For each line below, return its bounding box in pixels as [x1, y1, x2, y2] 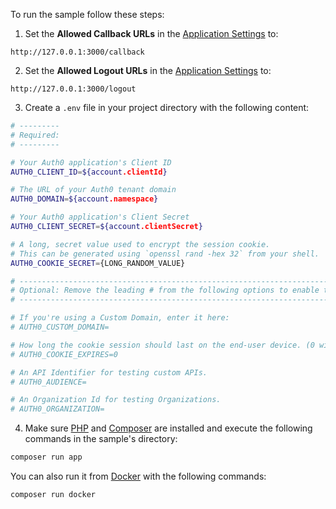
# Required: [10, 130, 60, 140]
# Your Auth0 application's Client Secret [10, 212, 190, 223]
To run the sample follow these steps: [10, 9, 165, 20]
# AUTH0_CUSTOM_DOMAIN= [10, 322, 110, 332]
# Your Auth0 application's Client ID [10, 157, 172, 168]
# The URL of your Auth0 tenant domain [10, 185, 177, 195]
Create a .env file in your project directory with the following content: [24, 102, 310, 113]
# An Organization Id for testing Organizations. [10, 395, 222, 405]
